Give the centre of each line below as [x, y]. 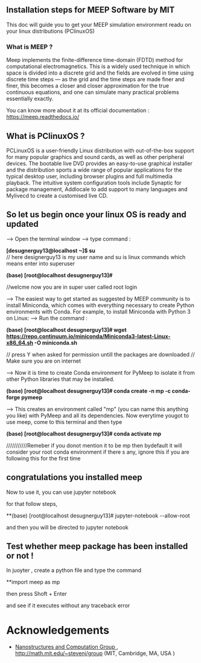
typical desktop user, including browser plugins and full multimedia [90, 176]
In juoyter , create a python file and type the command [74, 570]
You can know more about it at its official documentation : [78, 110]
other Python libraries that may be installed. [60, 379]
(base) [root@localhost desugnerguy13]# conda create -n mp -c [88, 391]
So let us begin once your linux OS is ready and [97, 215]
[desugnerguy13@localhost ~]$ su [51, 251]
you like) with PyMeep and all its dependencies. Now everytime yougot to [97, 416]
